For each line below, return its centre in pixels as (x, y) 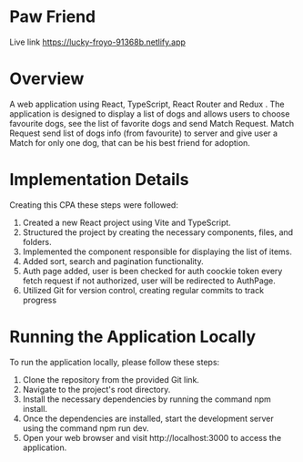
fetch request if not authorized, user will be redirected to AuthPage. (149, 281)
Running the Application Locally (133, 337)
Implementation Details (99, 180)
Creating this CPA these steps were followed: (94, 205)
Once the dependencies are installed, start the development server (148, 418)
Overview (47, 79)
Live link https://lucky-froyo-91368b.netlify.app (98, 42)
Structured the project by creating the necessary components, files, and (158, 232)
